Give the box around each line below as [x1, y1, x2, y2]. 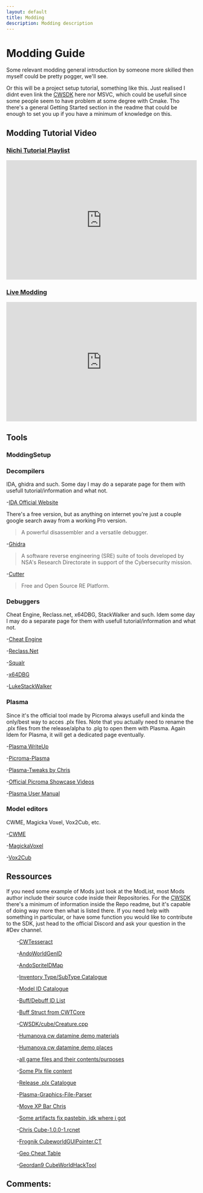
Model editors [6, 805, 48, 813]
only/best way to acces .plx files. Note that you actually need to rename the [6, 718, 194, 725]
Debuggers [6, 597, 40, 605]
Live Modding [6, 287, 47, 296]
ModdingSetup [6, 450, 51, 459]
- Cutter [6, 570, 25, 577]
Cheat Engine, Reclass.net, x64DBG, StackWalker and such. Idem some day [6, 611, 195, 619]
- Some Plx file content [16, 1067, 72, 1074]
